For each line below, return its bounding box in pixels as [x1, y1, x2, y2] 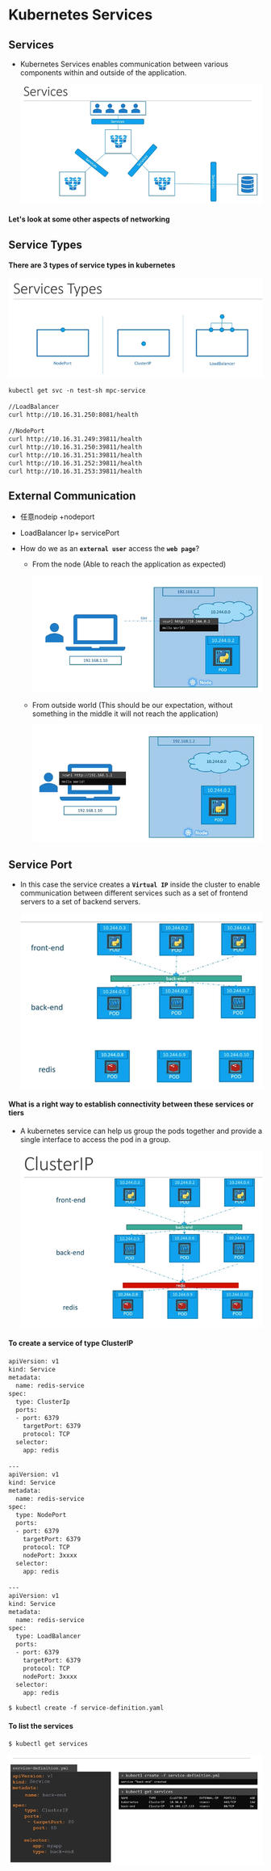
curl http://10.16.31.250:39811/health [8, 443, 143, 451]
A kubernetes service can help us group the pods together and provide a [19, 1126, 263, 1136]
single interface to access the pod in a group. [19, 1134, 171, 1144]
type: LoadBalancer [15, 1632, 81, 1640]
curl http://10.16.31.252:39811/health [8, 459, 143, 467]
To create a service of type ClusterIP [8, 1338, 134, 1348]
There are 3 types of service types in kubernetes [8, 260, 176, 270]
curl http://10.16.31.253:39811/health [8, 467, 143, 475]
